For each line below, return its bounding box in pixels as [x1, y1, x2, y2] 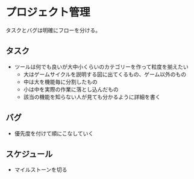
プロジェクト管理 [5, 5, 91, 19]
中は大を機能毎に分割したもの [23, 78, 98, 85]
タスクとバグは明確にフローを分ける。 [5, 27, 101, 34]
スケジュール [5, 149, 53, 159]
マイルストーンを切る [14, 166, 67, 174]
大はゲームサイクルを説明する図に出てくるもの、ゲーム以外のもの [23, 71, 187, 78]
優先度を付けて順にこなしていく [14, 130, 94, 137]
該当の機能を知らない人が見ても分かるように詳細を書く [23, 93, 161, 100]
